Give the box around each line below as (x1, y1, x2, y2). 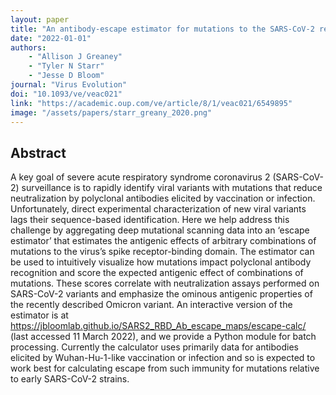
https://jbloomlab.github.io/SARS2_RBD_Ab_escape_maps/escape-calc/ (10, 320, 307, 332)
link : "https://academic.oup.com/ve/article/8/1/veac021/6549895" (10, 98, 293, 108)
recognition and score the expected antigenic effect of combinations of (10, 267, 304, 279)
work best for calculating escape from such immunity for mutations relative (10, 362, 320, 375)
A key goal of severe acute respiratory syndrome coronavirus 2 (10, 171, 271, 183)
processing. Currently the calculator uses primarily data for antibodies (10, 341, 299, 353)
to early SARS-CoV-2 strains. (10, 373, 130, 385)
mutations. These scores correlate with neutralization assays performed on (10, 277, 320, 290)
